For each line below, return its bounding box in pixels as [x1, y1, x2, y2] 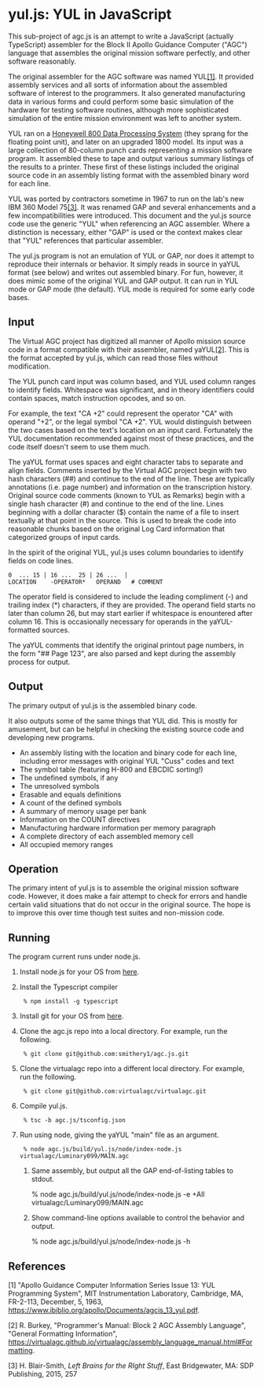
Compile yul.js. [19, 1102, 68, 1111]
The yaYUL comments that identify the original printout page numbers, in [8, 640, 244, 650]
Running [8, 931, 51, 944]
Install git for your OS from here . [19, 1011, 124, 1021]
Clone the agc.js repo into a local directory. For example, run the [19, 1027, 228, 1036]
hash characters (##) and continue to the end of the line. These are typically [8, 474, 255, 483]
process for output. [8, 657, 71, 666]
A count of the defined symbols [19, 797, 122, 807]
